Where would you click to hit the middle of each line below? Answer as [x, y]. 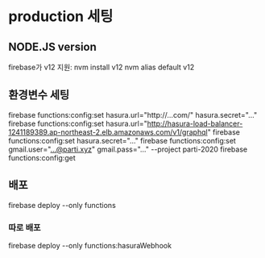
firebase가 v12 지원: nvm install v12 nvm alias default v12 [101, 67]
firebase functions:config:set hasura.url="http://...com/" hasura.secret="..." [133, 114]
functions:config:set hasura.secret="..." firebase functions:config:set [122, 140]
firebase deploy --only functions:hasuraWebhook [90, 245]
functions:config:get [42, 157]
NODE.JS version [52, 46]
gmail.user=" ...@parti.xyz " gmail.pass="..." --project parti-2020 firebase [128, 149]
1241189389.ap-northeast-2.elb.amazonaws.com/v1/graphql [108, 132]
